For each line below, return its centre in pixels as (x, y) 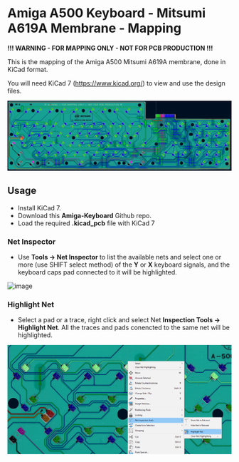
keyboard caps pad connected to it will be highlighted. (97, 272)
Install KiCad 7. (39, 207)
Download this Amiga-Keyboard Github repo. (84, 215)
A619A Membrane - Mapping (94, 28)
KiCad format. (28, 69)
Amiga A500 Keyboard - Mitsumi (107, 13)
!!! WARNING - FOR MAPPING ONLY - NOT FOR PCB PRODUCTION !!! (110, 48)
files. (15, 91)
